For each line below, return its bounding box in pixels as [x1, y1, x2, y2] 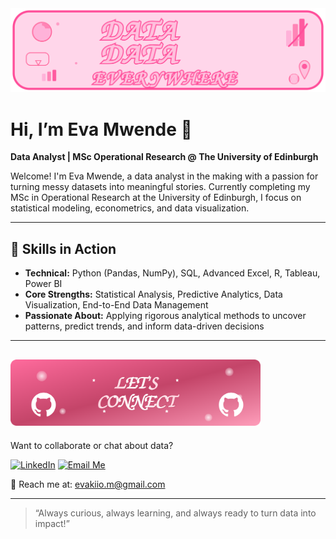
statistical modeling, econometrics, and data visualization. [10, 202, 250, 214]
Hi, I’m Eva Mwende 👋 [10, 118, 193, 141]
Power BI [24, 278, 63, 290]
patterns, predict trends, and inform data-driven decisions [24, 320, 265, 332]
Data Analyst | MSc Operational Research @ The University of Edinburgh [10, 151, 319, 163]
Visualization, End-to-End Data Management [24, 299, 209, 311]
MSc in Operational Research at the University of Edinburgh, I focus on [10, 192, 302, 204]
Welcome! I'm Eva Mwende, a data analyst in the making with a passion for [10, 170, 319, 182]
